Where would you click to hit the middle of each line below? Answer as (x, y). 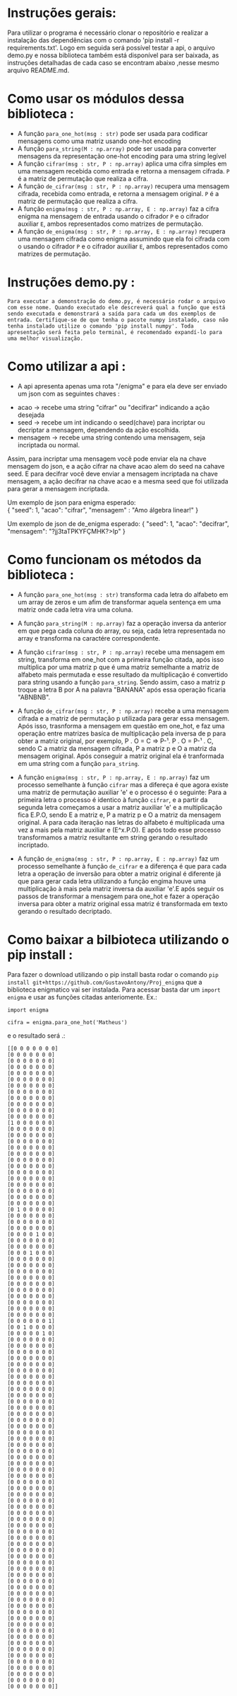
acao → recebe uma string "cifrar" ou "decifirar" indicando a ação (114, 407)
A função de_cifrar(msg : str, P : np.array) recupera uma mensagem (123, 186)
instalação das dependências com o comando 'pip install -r (93, 40)
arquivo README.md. (38, 70)
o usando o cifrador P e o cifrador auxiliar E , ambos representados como (122, 246)
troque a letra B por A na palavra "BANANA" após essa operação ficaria (122, 689)
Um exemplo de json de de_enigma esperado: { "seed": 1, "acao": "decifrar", (118, 523)
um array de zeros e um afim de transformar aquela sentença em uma (119, 602)
